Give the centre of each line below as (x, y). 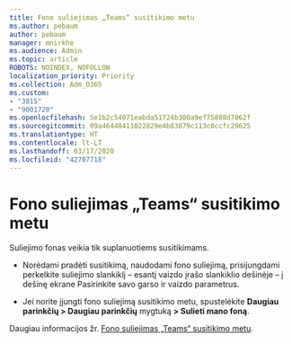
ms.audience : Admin (46, 51)
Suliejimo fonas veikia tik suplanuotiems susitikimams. (109, 248)
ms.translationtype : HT (54, 135)
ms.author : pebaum (44, 26)
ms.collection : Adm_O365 (56, 84)
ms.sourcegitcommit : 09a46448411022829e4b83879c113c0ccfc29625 (130, 127)
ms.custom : (30, 92)
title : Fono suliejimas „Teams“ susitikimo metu (102, 18)
